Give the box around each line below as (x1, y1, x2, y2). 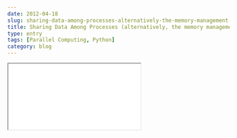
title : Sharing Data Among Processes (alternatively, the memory (7, 23, 203, 30)
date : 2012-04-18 (7, 10, 59, 18)
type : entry (7, 30, 42, 37)
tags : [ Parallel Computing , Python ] (7, 37, 115, 44)
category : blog (7, 43, 52, 50)
